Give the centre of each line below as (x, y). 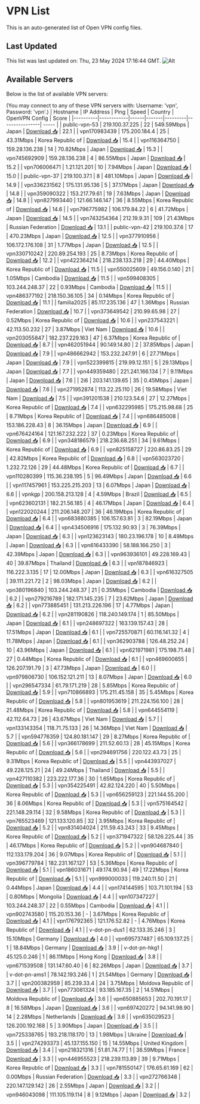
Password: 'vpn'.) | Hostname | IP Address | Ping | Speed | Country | (90, 112)
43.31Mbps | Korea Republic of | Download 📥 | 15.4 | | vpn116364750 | (93, 140)
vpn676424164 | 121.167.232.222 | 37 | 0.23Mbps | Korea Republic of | (93, 433)
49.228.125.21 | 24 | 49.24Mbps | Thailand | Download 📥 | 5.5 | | (86, 770)
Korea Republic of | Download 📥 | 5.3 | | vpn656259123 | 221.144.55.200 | (97, 794)
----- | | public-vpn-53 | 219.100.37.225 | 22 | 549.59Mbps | (116, 124)
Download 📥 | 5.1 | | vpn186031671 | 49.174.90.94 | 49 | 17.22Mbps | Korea (98, 869)
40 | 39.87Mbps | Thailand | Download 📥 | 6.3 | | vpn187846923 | (87, 563)
